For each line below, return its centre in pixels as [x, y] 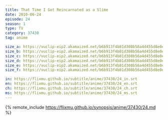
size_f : [13, 70]
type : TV [14, 28]
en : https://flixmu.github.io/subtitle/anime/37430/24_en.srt [71, 84]
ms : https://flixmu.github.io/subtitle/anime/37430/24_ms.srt [71, 93]
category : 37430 [22, 33]
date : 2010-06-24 [23, 14]
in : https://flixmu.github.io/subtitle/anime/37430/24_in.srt [71, 79]
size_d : [13, 60]
